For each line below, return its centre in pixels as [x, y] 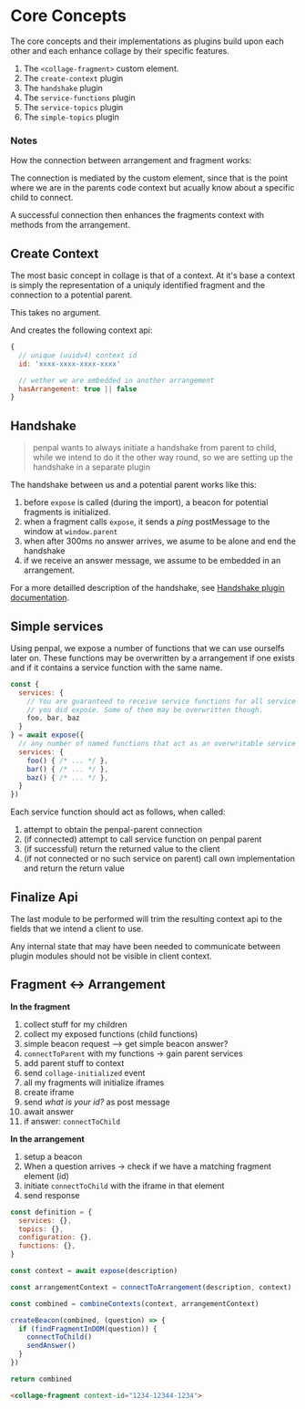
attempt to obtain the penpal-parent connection [113, 830]
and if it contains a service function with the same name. [117, 668]
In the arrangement [47, 1139]
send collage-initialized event [84, 1072]
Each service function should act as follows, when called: [118, 812]
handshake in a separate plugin [91, 467]
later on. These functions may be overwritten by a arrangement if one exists [152, 658]
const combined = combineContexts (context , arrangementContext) [135, 1304]
